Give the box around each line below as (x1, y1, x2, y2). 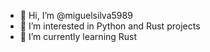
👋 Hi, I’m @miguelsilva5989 (19, 10, 133, 21)
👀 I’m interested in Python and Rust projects (19, 20, 201, 32)
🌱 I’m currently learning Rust (19, 31, 138, 42)
